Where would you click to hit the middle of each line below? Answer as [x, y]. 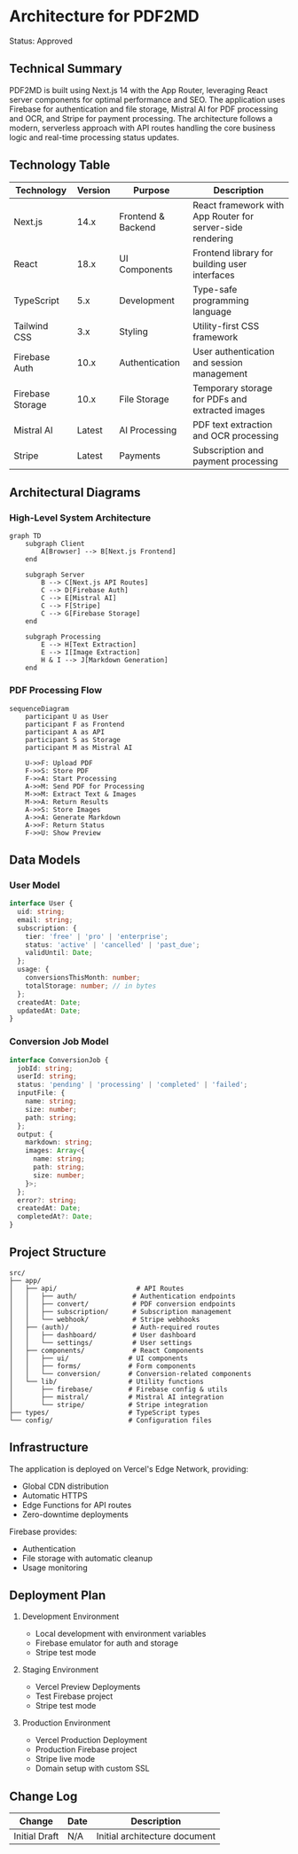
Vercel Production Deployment [91, 1741]
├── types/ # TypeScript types [105, 1412]
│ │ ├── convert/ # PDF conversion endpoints [123, 1304]
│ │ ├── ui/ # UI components [99, 1358]
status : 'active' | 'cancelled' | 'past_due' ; [113, 945]
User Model [35, 885]
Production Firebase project [86, 1749]
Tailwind [31, 325]
